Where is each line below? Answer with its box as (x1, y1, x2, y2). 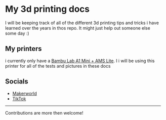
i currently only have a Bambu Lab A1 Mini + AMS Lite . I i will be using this (5, 58, 155, 64)
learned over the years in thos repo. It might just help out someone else (5, 25, 151, 31)
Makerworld (12, 90, 37, 96)
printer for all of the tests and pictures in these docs (5, 63, 111, 69)
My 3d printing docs (5, 3, 90, 15)
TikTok (12, 95, 26, 102)
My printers (5, 44, 42, 53)
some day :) (5, 30, 30, 36)
